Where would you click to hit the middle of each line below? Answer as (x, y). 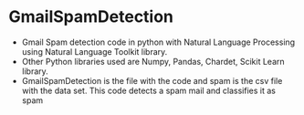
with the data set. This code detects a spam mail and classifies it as (148, 90)
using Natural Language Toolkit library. (94, 51)
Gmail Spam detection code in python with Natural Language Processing (158, 42)
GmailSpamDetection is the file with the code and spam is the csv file (152, 80)
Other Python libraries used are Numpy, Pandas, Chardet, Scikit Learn (153, 61)
